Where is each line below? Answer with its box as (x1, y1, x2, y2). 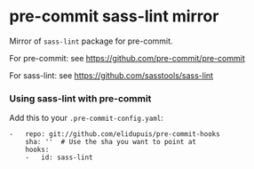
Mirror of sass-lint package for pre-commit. (9, 36, 173, 46)
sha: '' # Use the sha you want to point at (25, 138, 197, 147)
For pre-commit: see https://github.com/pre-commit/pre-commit (9, 52, 246, 63)
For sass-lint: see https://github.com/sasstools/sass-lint (9, 69, 214, 81)
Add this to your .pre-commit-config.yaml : (9, 113, 164, 124)
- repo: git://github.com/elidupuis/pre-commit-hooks (9, 130, 220, 139)
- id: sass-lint (25, 153, 93, 162)
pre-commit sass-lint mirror (9, 6, 219, 27)
